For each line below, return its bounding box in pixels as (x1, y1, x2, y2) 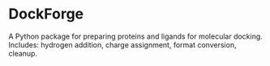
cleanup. (8, 48, 38, 58)
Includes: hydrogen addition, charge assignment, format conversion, (8, 39, 237, 49)
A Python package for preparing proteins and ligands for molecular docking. (8, 31, 264, 41)
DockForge (8, 5, 84, 23)
